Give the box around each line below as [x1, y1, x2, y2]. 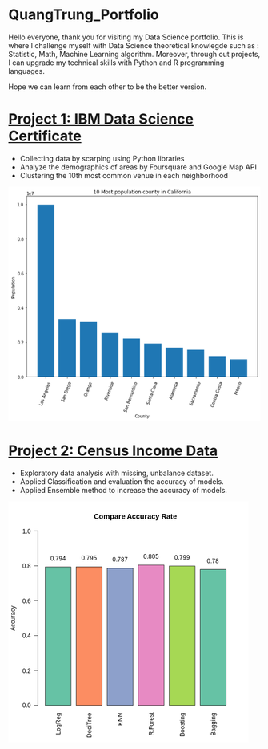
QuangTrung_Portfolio [8, 6, 159, 24]
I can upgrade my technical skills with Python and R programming [8, 58, 225, 67]
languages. [8, 66, 46, 75]
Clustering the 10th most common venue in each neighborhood [19, 170, 229, 180]
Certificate [8, 127, 82, 145]
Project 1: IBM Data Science [8, 110, 194, 128]
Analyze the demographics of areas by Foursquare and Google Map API [19, 162, 258, 172]
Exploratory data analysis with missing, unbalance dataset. [19, 468, 214, 478]
